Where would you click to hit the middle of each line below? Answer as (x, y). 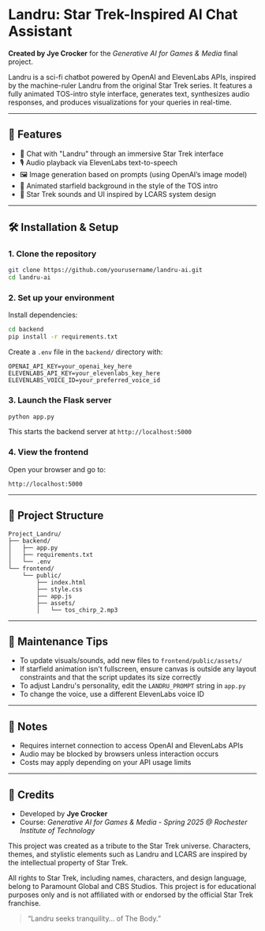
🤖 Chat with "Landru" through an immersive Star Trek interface (121, 153)
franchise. (24, 903)
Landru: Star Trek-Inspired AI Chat (123, 15)
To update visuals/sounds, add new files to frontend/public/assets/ (131, 660)
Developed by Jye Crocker (63, 813)
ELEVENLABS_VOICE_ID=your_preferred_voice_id (84, 380)
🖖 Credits (32, 795)
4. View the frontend (49, 452)
